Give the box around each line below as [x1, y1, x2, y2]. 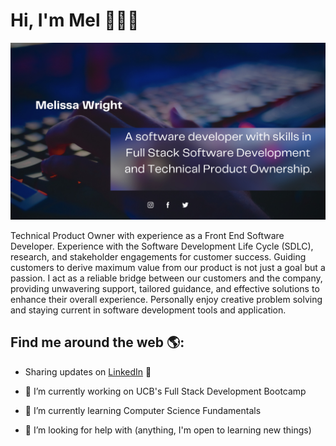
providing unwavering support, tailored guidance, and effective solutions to [10, 282, 320, 294]
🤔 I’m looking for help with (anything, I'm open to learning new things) [24, 424, 312, 436]
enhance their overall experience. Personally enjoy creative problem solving [10, 293, 323, 305]
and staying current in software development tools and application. [10, 304, 287, 316]
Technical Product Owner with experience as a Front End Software [10, 229, 285, 241]
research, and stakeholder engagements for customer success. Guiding [10, 250, 307, 263]
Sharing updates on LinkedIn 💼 [24, 365, 152, 378]
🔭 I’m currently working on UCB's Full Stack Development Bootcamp [24, 385, 307, 397]
